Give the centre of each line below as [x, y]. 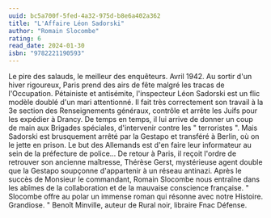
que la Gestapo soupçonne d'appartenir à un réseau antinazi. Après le [125, 171]
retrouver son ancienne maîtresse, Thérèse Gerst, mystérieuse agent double [135, 162]
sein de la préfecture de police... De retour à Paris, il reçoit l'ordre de [123, 153]
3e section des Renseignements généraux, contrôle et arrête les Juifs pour [133, 111]
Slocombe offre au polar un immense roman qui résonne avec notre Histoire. [136, 196]
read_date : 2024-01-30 [47, 46]
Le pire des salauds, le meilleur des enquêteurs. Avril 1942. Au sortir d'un [130, 76]
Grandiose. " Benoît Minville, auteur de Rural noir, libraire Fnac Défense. [128, 205]
